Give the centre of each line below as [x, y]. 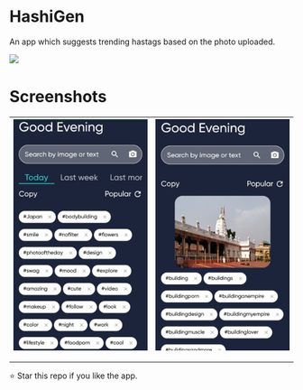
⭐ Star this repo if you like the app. [73, 376]
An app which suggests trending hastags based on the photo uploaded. [142, 42]
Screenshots [58, 97]
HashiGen [47, 17]
